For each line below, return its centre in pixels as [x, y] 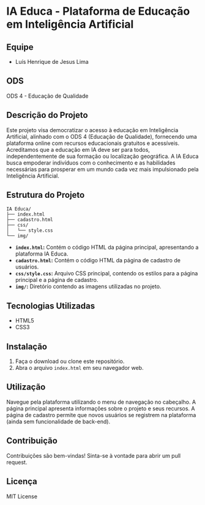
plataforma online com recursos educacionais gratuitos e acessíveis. [93, 143]
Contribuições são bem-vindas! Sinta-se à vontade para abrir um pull [94, 455]
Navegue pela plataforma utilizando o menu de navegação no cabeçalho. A [101, 402]
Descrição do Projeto [47, 115]
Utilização [26, 387]
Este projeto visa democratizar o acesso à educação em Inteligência [92, 130]
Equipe [20, 47]
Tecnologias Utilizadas [51, 306]
